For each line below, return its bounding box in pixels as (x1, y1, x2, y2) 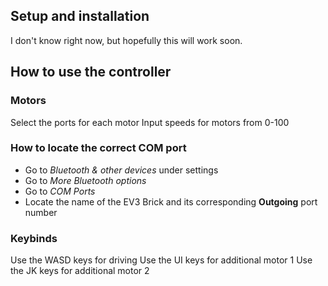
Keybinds (10, 231, 58, 245)
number (24, 206, 58, 218)
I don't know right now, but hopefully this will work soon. (10, 34, 243, 46)
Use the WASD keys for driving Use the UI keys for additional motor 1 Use (10, 254, 313, 266)
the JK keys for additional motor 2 (10, 265, 150, 277)
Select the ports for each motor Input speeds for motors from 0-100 (10, 116, 290, 128)
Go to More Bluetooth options (24, 174, 147, 186)
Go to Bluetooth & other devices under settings (24, 164, 219, 176)
